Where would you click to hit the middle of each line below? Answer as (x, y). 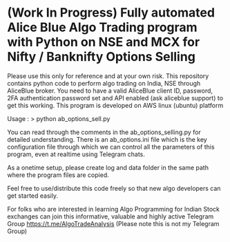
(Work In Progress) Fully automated (111, 13)
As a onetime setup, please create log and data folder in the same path (108, 167)
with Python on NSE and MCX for (104, 42)
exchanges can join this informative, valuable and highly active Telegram (111, 216)
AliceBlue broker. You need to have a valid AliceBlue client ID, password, (110, 91)
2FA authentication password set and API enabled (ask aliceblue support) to (115, 97)
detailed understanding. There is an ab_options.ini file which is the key (107, 139)
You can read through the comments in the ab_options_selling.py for (104, 132)
